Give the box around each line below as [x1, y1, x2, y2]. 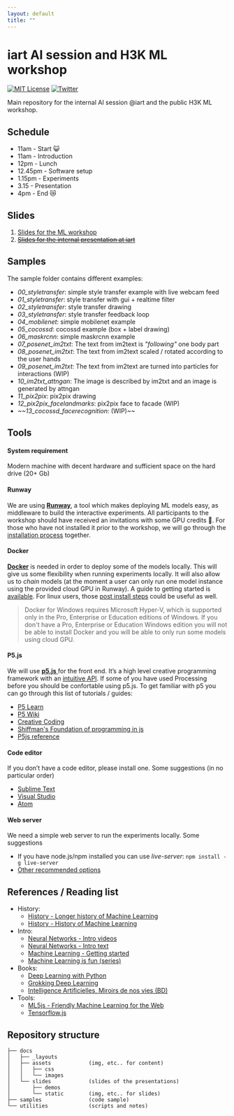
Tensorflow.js [27, 1008, 67, 1017]
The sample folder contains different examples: [7, 274, 143, 282]
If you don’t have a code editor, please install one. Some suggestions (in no [7, 764, 224, 773]
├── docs [7, 1047, 33, 1054]
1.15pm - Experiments [17, 174, 79, 183]
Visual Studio [17, 792, 56, 801]
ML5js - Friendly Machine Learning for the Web [27, 1001, 164, 1010]
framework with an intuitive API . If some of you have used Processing [7, 674, 207, 682]
